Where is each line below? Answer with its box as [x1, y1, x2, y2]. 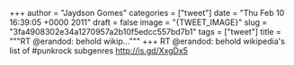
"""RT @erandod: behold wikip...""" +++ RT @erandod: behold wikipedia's [9, 36, 286, 46]
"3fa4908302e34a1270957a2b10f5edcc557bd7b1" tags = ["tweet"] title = [9, 27, 281, 37]
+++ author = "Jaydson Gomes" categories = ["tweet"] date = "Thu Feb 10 [9, 8, 285, 18]
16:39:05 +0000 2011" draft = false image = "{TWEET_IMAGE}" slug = [9, 17, 268, 28]
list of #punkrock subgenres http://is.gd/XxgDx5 [9, 45, 189, 56]
